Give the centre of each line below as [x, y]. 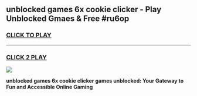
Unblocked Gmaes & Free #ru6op [68, 19]
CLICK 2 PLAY [26, 57]
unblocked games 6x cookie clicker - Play [84, 10]
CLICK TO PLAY [29, 35]
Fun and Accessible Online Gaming [50, 87]
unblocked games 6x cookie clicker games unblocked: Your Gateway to [95, 80]
